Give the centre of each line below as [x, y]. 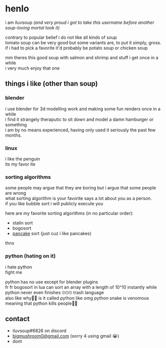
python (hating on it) [31, 256]
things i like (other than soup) [52, 84]
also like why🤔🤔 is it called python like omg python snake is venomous [77, 298]
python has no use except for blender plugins [52, 282]
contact [17, 319]
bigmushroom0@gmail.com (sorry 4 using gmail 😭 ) [66, 336]
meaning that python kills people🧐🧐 [41, 303]
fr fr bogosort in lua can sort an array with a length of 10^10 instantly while [81, 287]
